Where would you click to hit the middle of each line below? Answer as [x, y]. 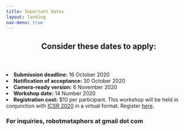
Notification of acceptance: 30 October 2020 [69, 80]
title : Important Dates [35, 11]
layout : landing [26, 17]
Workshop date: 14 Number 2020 [55, 93]
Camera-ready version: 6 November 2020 [66, 87]
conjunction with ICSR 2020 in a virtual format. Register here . [80, 106]
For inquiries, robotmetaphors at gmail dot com [75, 121]
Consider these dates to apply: [99, 46]
